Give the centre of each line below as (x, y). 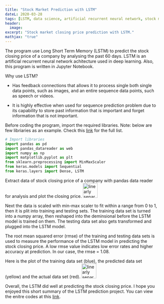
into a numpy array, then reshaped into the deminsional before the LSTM (78, 216)
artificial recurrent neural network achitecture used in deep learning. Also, (79, 61)
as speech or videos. (33, 95)
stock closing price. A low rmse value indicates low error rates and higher (79, 246)
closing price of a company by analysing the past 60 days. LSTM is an (76, 56)
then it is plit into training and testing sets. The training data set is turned (78, 210)
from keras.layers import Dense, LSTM (44, 171)
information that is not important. (45, 116)
